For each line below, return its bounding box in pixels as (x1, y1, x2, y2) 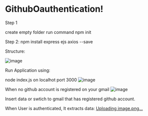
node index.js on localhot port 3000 (5, 77, 77, 83)
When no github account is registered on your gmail (5, 86, 110, 92)
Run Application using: (5, 67, 50, 73)
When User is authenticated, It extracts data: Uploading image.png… (5, 105, 143, 111)
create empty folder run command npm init (5, 29, 91, 35)
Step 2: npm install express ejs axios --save (5, 38, 93, 45)
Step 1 (5, 20, 18, 26)
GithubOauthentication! (5, 3, 104, 15)
